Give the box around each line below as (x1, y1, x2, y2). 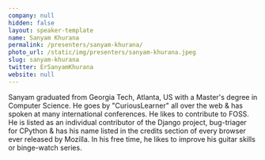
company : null (8, 11, 55, 20)
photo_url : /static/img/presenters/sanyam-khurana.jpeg (8, 48, 196, 56)
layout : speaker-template (8, 26, 93, 34)
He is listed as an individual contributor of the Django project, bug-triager (8, 117, 247, 127)
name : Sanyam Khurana (8, 33, 80, 42)
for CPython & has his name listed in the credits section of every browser (8, 126, 247, 135)
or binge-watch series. (8, 143, 82, 152)
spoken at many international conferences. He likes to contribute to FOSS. (8, 109, 249, 119)
